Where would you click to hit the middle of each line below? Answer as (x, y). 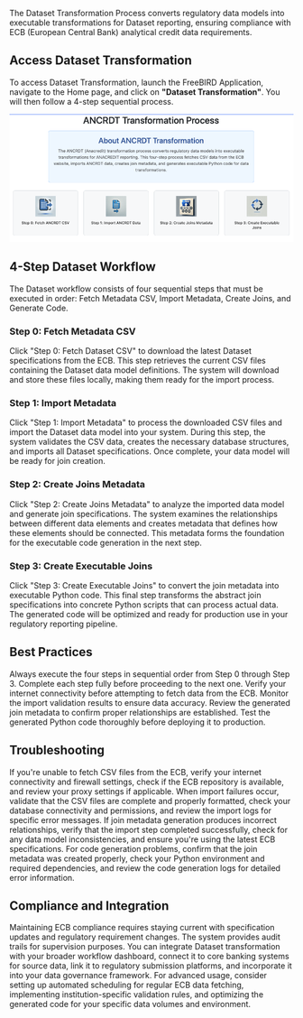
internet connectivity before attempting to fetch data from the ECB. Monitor (149, 693)
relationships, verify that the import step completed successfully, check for (149, 829)
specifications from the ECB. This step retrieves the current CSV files (138, 361)
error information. (42, 877)
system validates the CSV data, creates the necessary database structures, (149, 442)
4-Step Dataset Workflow (83, 267)
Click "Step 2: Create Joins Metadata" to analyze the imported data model (147, 504)
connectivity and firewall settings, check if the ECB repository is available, (147, 782)
